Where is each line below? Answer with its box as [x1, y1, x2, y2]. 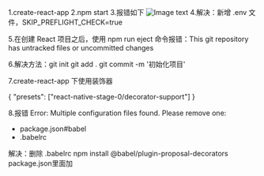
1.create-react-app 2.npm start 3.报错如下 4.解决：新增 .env [8, 8, 247, 17]
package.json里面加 [8, 159, 74, 168]
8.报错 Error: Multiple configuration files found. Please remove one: [8, 108, 227, 118]
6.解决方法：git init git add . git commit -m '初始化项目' [8, 59, 186, 69]
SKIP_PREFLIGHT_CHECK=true [21, 17, 123, 27]
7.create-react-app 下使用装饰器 [8, 77, 113, 85]
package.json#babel [19, 124, 87, 133]
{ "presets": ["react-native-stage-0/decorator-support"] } [8, 92, 195, 101]
